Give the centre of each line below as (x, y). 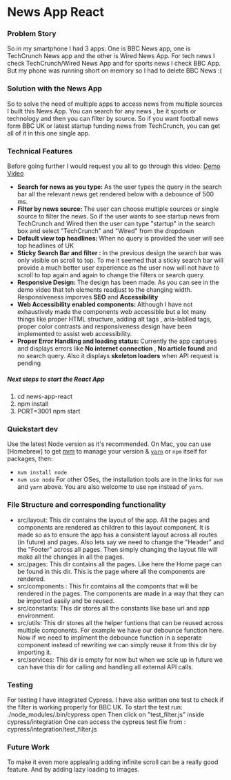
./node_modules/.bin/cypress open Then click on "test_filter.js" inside (106, 714)
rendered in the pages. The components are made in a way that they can (120, 593)
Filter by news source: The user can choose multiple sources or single (118, 209)
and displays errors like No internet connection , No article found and (117, 349)
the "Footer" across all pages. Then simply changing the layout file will (117, 549)
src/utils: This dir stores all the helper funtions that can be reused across (120, 622)
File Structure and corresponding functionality (87, 505)
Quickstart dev (33, 429)
